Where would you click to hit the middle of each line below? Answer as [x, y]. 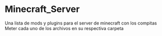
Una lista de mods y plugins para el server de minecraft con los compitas [81, 23]
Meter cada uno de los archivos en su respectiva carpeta [64, 28]
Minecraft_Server [42, 9]
